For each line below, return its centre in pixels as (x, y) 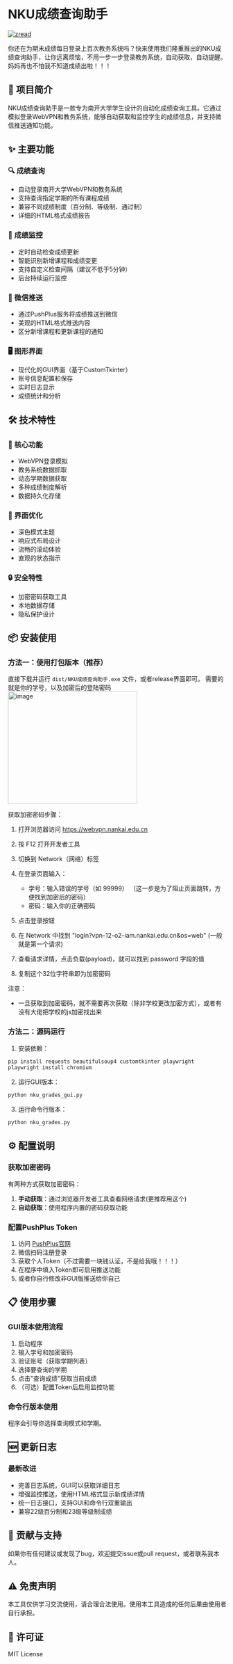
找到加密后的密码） (62, 897)
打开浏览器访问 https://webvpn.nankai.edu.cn (83, 829)
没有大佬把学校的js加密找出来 (60, 1012)
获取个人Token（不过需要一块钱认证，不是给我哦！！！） (100, 1261)
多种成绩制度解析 (42, 487)
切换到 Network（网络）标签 (59, 859)
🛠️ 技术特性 (32, 420)
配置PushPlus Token (43, 1227)
